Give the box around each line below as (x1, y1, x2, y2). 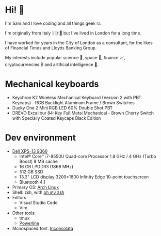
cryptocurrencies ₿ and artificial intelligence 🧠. (5, 62, 98, 67)
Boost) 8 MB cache (19, 158, 58, 164)
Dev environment (5, 132, 76, 143)
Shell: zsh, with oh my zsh (12, 189, 64, 195)
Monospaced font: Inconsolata (12, 225, 74, 231)
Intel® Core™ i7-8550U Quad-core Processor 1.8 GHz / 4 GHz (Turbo (19, 153, 157, 159)
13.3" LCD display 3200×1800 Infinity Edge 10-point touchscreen (19, 174, 149, 180)
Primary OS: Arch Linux (12, 184, 59, 190)
